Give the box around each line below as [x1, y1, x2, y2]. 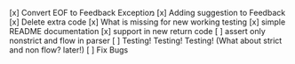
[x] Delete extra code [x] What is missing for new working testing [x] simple [9, 17, 286, 27]
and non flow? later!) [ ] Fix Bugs [9, 45, 129, 55]
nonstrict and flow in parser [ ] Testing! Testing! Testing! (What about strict [9, 35, 283, 46]
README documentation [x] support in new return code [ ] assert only [9, 26, 267, 36]
